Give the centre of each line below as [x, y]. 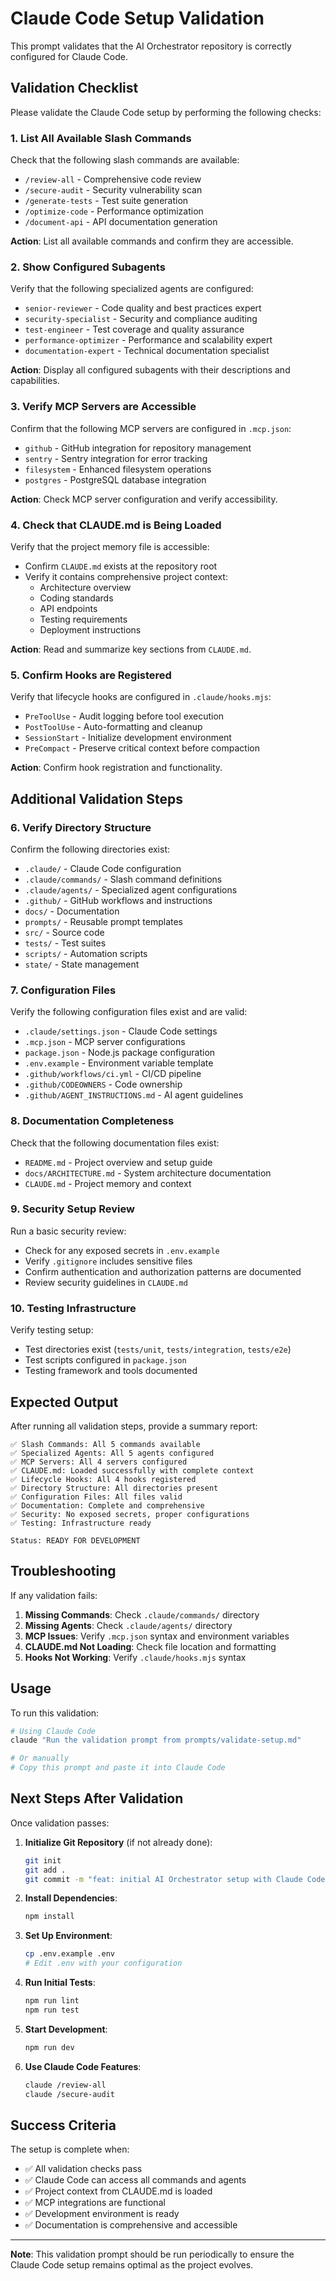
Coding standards [76, 598]
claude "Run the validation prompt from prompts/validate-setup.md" [156, 1740]
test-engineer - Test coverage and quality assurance [134, 329]
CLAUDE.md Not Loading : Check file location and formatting [150, 1646]
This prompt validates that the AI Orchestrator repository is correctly [151, 46]
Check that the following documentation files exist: [115, 1143]
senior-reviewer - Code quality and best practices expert [143, 308]
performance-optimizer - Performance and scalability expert [148, 340]
